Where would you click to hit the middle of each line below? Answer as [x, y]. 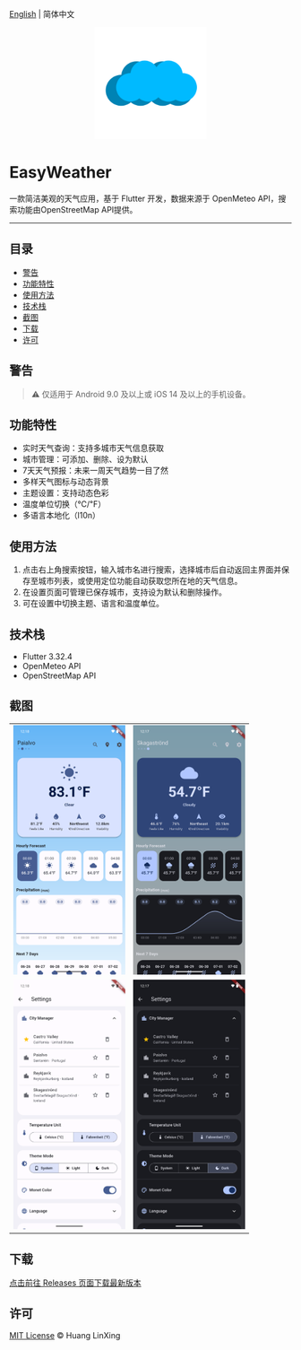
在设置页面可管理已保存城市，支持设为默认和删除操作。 [124, 592]
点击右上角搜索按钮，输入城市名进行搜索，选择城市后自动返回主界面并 [152, 570]
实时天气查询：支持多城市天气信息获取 [93, 449]
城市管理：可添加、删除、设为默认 [85, 459]
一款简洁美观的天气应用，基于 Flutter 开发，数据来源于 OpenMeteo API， [144, 198]
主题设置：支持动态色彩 [65, 493]
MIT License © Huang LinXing [65, 1336]
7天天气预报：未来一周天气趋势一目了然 [95, 471]
